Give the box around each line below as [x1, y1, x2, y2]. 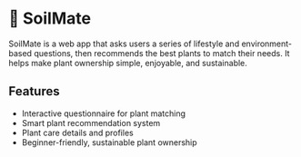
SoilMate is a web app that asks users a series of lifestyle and [8, 38, 240, 49]
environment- [241, 38, 293, 49]
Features [8, 83, 60, 99]
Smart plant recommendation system [21, 117, 161, 128]
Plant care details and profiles [21, 127, 134, 138]
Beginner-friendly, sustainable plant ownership [21, 136, 197, 148]
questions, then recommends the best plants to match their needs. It [34, 47, 290, 58]
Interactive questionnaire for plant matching [21, 108, 186, 119]
